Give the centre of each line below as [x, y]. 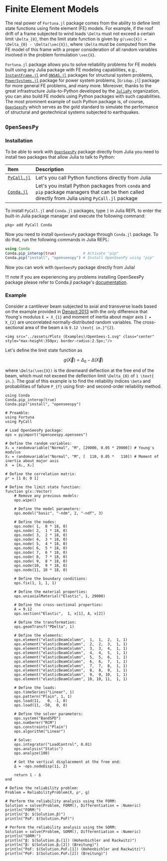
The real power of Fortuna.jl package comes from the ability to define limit [83, 23]
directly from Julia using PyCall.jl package [86, 198]
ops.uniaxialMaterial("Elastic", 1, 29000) [60, 596]
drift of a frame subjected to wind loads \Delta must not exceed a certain [80, 33]
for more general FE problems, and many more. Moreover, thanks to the [78, 85]
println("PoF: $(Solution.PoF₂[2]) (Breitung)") [56, 854]
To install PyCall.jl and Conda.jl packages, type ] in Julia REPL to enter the [83, 210]
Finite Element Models [52, 9]
